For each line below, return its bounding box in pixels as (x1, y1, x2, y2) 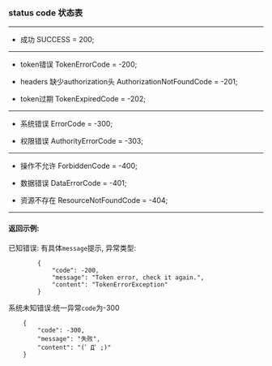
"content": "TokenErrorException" (51, 280, 168, 289)
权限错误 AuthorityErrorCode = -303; (19, 136, 144, 146)
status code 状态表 (8, 6, 83, 18)
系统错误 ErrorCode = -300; (19, 119, 113, 129)
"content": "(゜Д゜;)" (37, 343, 112, 351)
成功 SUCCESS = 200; (19, 35, 95, 45)
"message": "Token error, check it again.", (51, 273, 205, 282)
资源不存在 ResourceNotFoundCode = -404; (19, 196, 168, 205)
